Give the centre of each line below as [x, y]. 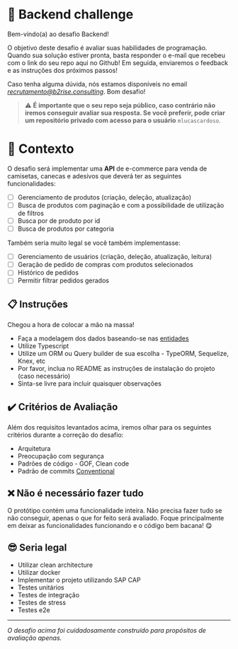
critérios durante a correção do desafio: [66, 435]
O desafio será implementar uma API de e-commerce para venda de [107, 168]
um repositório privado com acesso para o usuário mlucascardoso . [123, 120]
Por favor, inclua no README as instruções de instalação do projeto [116, 369]
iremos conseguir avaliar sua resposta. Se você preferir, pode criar [125, 113]
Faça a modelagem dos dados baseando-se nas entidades [103, 338]
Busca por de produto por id [59, 221]
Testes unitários [41, 587]
